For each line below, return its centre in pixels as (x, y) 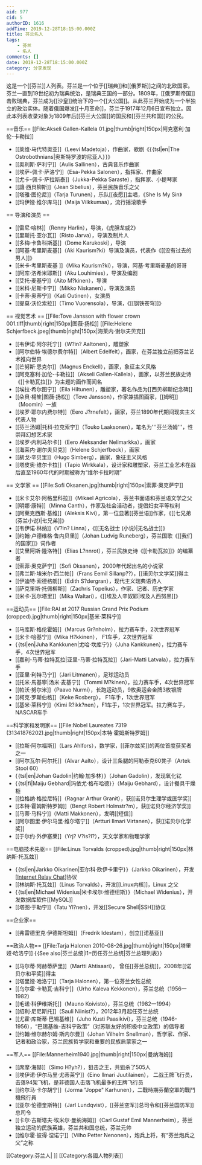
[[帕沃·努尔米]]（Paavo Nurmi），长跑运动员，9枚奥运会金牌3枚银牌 (98, 690)
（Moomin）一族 (36, 405)
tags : (13, 40)
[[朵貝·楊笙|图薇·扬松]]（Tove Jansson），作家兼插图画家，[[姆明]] (96, 397)
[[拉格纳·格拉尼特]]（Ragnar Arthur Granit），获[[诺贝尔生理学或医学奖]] (103, 798)
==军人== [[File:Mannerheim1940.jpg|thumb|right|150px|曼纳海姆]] (90, 1054)
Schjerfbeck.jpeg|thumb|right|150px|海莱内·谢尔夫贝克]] (76, 331)
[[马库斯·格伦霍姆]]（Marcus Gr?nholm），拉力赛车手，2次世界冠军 (97, 629)
